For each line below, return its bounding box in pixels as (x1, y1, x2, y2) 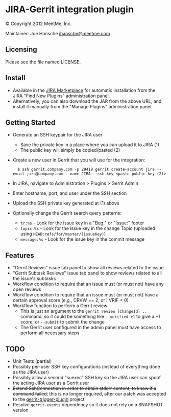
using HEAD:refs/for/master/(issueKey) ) (20, 231, 106, 237)
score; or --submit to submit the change (20, 319, 105, 325)
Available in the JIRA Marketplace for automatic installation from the (12, 87, 156, 93)
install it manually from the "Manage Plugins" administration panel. (12, 103, 153, 109)
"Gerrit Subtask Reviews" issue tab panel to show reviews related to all (12, 270, 162, 276)
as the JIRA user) (12, 369, 50, 375)
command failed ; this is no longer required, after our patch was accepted (12, 391, 166, 397)
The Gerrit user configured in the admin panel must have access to (20, 325, 162, 331)
